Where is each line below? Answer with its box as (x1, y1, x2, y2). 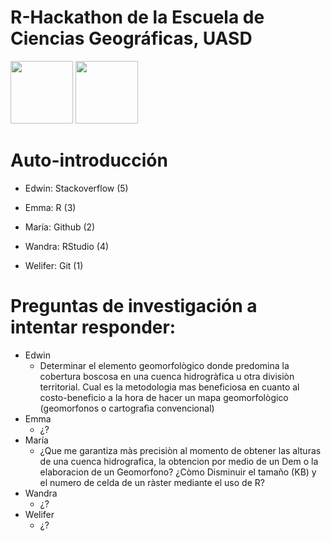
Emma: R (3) (24, 201, 77, 213)
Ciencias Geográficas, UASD (10, 27, 253, 50)
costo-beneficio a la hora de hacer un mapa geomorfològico (39, 391, 289, 403)
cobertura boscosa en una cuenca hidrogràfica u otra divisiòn (39, 370, 295, 382)
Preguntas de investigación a (10, 295, 258, 318)
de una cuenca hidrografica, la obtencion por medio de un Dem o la (39, 455, 319, 467)
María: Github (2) (24, 221, 96, 233)
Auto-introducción (10, 149, 168, 172)
